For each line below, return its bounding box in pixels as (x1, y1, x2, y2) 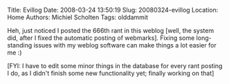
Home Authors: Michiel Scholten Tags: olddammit (7, 13, 149, 21)
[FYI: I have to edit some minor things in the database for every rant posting (7, 62, 223, 70)
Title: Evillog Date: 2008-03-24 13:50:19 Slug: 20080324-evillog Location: (7, 6, 219, 14)
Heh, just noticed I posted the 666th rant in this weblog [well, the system (7, 27, 214, 34)
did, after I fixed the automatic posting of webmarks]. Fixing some (7, 34, 195, 42)
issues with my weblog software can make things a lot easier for (33, 41, 217, 49)
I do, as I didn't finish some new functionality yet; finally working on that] (7, 69, 214, 77)
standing (7, 41, 33, 49)
